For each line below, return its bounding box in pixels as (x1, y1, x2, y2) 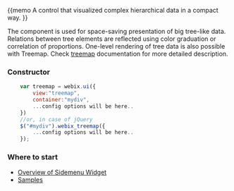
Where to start (7, 152, 58, 162)
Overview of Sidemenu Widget (17, 168, 107, 177)
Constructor (7, 67, 51, 77)
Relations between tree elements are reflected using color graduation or (7, 35, 216, 43)
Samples (17, 175, 44, 184)
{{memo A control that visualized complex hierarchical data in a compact (7, 6, 218, 14)
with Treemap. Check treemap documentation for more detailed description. (7, 49, 228, 58)
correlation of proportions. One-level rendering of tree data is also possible (7, 42, 226, 50)
